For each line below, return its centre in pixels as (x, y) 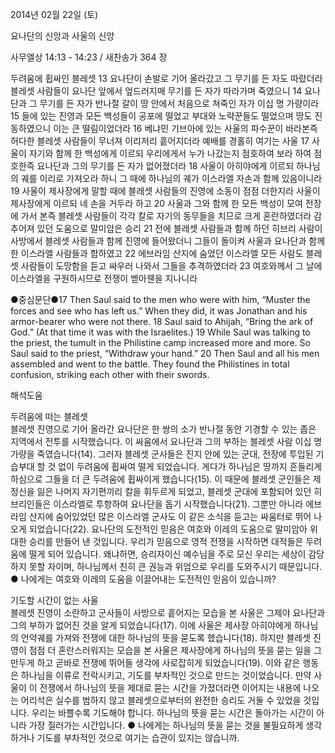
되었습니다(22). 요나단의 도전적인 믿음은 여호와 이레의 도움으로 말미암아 (168, 529)
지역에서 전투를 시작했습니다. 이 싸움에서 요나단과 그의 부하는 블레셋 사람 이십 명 (166, 441)
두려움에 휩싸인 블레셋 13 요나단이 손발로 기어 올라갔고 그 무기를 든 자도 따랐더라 (166, 78)
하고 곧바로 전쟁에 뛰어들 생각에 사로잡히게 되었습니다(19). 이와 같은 (168, 662)
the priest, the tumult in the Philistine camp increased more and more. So (160, 342)
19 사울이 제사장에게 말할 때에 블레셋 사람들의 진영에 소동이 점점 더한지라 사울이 (165, 191)
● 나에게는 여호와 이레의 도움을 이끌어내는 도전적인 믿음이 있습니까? (143, 579)
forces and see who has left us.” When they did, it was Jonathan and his (159, 311)
